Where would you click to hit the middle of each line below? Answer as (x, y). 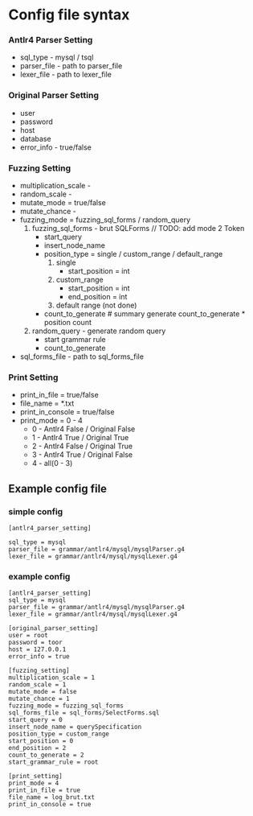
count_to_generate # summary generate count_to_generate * (145, 314)
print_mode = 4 (34, 783)
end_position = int (98, 297)
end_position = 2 (37, 748)
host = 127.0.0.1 (37, 649)
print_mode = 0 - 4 (51, 421)
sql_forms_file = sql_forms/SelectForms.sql (84, 713)
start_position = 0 (41, 741)
